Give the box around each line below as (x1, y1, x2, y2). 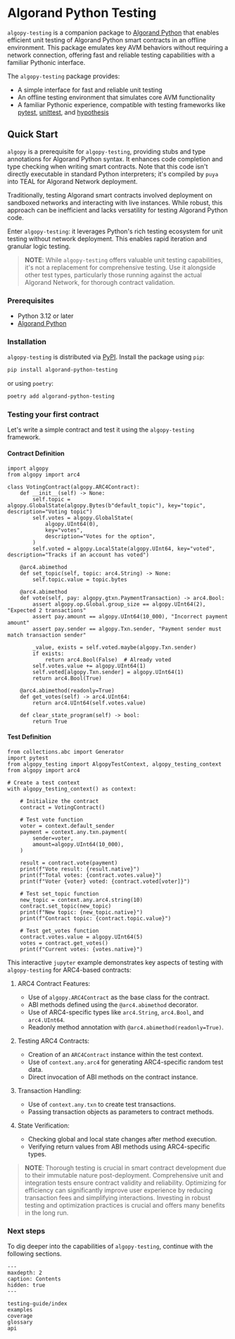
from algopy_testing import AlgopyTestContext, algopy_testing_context (7, 760, 222, 768)
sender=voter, (32, 834, 74, 842)
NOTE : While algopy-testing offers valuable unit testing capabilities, (24, 255, 223, 264)
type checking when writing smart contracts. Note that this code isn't (7, 162, 208, 171)
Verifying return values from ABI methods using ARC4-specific (27, 1142, 210, 1151)
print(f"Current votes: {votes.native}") (20, 946, 143, 953)
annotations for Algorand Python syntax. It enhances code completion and (7, 154, 223, 163)
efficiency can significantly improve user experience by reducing (24, 1186, 213, 1194)
